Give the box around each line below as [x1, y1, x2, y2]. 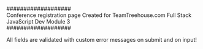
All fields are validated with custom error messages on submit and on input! [6, 36, 197, 43]
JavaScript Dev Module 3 [6, 18, 71, 25]
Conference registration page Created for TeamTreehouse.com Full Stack [6, 11, 192, 19]
